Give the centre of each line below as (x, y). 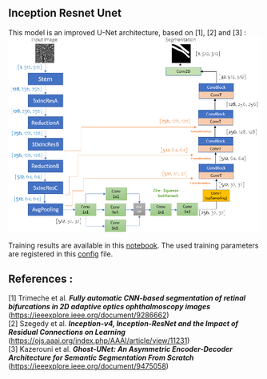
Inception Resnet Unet (65, 13)
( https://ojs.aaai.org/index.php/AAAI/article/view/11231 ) (99, 341)
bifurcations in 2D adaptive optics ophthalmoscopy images (110, 307)
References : (41, 279)
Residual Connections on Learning (67, 333)
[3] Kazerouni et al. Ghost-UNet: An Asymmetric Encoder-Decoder (121, 349)
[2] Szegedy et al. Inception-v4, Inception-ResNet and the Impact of (123, 324)
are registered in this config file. (61, 254)
